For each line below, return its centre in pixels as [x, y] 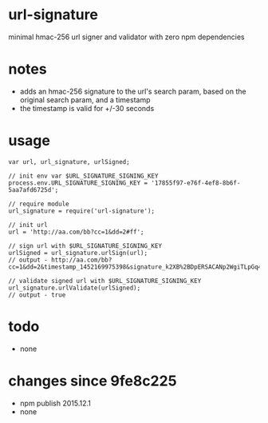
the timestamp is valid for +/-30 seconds [87, 108]
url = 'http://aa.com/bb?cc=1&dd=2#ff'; [77, 232]
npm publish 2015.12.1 [55, 403]
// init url [28, 225]
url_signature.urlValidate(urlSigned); [75, 288]
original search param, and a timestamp [85, 100]
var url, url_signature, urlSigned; [69, 162]
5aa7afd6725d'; [33, 190]
